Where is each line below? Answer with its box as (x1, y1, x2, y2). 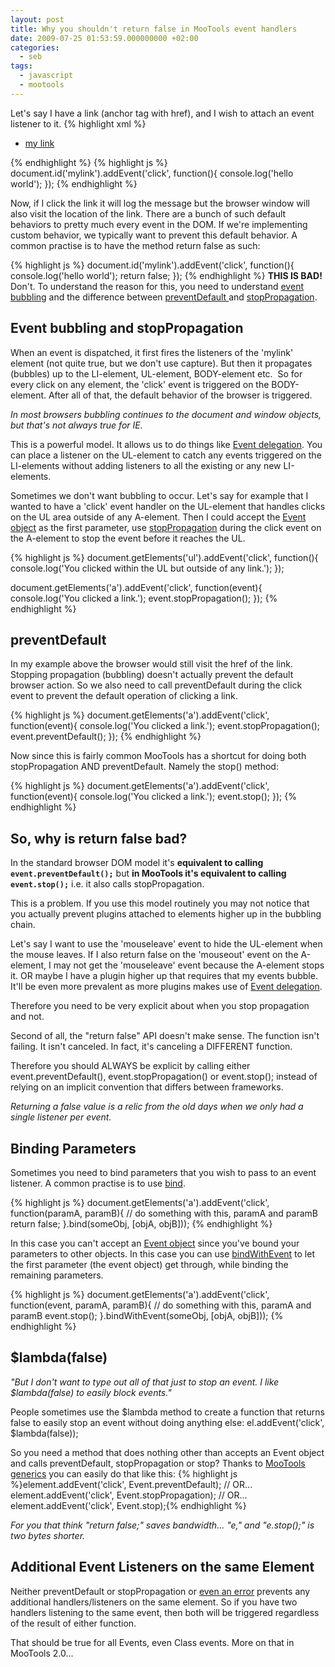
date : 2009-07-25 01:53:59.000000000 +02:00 (10, 33, 199, 43)
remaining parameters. (10, 1269, 104, 1281)
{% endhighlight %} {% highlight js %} (10, 156, 168, 168)
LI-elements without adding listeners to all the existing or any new (10, 459, 282, 471)
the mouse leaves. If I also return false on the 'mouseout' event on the (10, 949, 299, 961)
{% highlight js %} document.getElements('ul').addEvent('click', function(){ (10, 551, 319, 563)
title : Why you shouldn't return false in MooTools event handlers (10, 24, 298, 34)
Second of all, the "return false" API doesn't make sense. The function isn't (10, 1030, 320, 1042)
